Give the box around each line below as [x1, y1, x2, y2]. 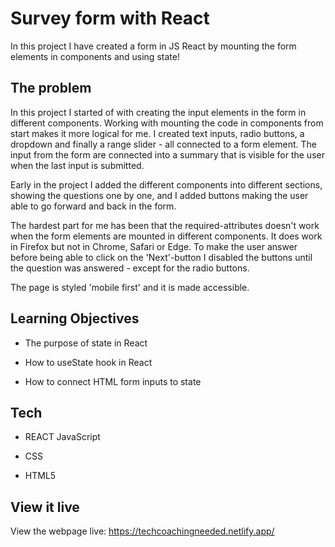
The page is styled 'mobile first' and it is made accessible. [10, 281, 250, 293]
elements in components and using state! [10, 50, 180, 62]
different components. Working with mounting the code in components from [10, 117, 324, 129]
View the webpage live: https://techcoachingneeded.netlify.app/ [10, 525, 275, 537]
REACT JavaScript [24, 431, 101, 443]
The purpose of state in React [24, 337, 148, 349]
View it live [10, 498, 80, 516]
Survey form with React [10, 7, 210, 30]
